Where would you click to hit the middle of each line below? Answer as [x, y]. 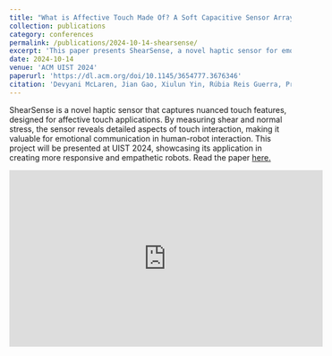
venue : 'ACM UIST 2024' [54, 68]
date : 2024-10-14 [42, 59]
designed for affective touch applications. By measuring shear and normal [146, 119]
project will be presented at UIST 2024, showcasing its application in [136, 148]
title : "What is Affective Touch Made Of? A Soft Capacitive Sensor [140, 17]
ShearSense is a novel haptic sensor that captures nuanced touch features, [148, 109]
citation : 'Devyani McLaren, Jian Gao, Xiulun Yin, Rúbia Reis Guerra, [145, 84]
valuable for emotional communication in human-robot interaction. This [140, 138]
